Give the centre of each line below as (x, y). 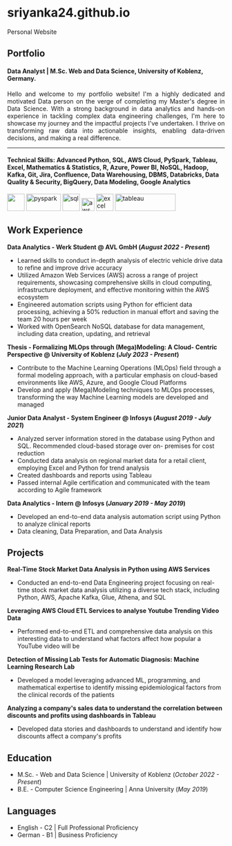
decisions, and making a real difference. (64, 138)
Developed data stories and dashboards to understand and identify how (119, 729)
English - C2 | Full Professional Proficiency (78, 827)
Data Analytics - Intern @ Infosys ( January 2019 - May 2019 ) (97, 503)
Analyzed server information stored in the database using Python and (116, 438)
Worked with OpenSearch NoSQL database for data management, (111, 326)
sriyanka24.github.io (69, 13)
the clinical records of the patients (66, 695)
